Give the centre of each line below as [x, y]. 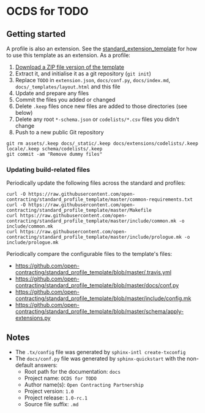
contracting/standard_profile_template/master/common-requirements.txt [99, 200]
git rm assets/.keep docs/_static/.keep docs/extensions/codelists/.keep [102, 144]
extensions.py [33, 318]
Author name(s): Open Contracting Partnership [84, 385]
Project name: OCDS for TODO [60, 378]
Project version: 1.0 [49, 392]
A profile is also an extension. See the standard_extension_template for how [102, 48]
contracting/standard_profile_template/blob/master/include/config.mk [103, 298]
